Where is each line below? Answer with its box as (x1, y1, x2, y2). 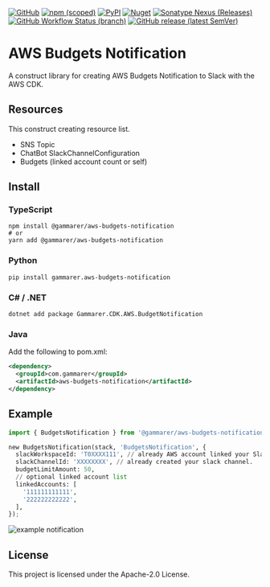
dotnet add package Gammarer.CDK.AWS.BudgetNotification (8, 310, 203, 318)
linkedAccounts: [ (15, 480, 78, 488)
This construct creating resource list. (8, 124, 130, 133)
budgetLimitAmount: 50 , (15, 466, 95, 474)
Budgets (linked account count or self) (19, 157, 148, 166)
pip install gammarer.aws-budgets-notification (8, 273, 171, 281)
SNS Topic (19, 139, 55, 149)
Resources (8, 103, 63, 117)
